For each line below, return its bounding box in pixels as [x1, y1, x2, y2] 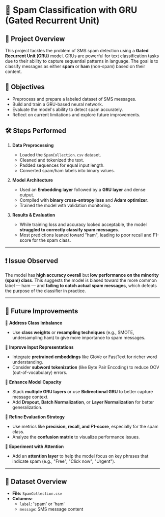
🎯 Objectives [5, 83, 45, 91]
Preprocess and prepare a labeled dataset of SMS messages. [12, 96, 137, 102]
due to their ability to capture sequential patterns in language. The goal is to [5, 58, 159, 64]
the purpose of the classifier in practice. [5, 288, 86, 294]
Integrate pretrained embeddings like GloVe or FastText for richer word [12, 354, 157, 360]
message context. [12, 394, 49, 400]
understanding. [12, 359, 43, 365]
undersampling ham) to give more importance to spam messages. [12, 335, 146, 341]
